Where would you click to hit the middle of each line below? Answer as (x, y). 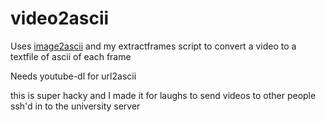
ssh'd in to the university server (75, 106)
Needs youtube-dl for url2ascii (73, 76)
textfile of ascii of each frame (71, 56)
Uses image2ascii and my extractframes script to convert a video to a (153, 46)
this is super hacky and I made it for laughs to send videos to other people (163, 95)
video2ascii (60, 18)
